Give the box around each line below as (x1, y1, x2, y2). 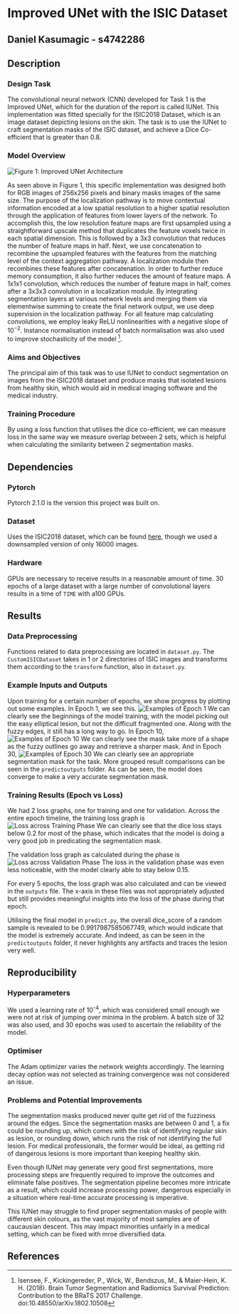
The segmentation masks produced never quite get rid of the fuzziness (7, 1111, 216, 1119)
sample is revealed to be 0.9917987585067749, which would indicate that (7, 924, 223, 932)
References (7, 1251, 60, 1263)
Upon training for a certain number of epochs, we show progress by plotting (7, 696, 231, 705)
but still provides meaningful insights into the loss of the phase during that (7, 894, 225, 903)
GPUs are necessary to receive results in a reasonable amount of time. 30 (7, 574, 224, 582)
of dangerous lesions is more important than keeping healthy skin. (7, 1149, 201, 1157)
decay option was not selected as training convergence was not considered (7, 1070, 230, 1078)
